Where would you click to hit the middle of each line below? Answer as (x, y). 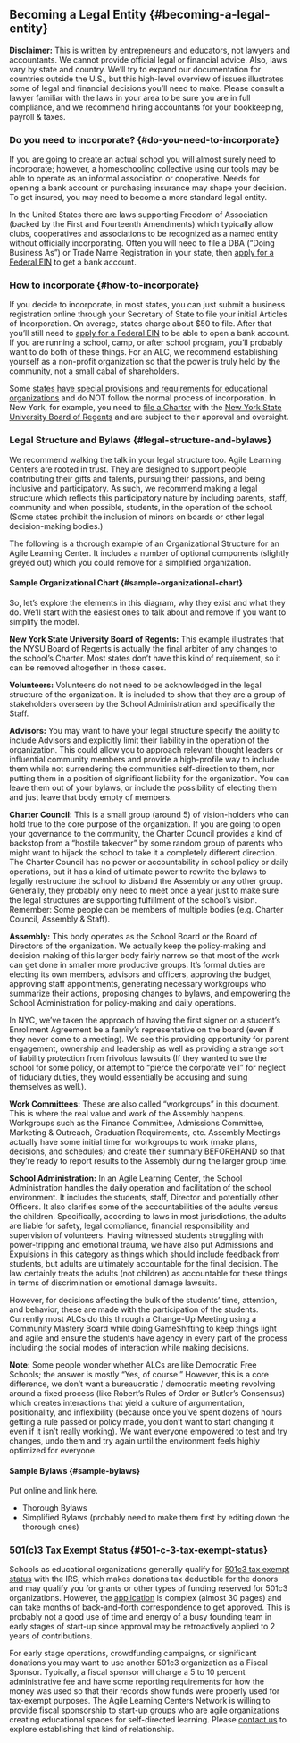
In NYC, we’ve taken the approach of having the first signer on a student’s (145, 1020)
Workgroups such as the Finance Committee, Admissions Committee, (137, 1123)
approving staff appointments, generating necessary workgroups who (138, 983)
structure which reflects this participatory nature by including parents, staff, (148, 497)
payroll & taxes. (37, 116)
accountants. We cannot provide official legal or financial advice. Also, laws (148, 59)
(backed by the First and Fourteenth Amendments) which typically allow (142, 224)
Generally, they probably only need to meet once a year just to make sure (144, 890)
